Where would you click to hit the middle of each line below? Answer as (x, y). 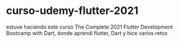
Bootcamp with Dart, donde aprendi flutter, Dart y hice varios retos (87, 33)
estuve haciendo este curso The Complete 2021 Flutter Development (89, 27)
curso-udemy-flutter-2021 (72, 11)
